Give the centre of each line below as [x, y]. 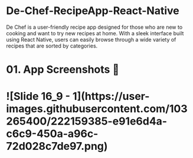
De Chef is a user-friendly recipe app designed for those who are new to [94, 27]
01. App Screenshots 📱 [63, 70]
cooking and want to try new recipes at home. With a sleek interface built [95, 33]
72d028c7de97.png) [57, 147]
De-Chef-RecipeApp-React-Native [93, 11]
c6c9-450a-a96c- [52, 134]
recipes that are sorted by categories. [52, 46]
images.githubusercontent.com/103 [97, 109]
